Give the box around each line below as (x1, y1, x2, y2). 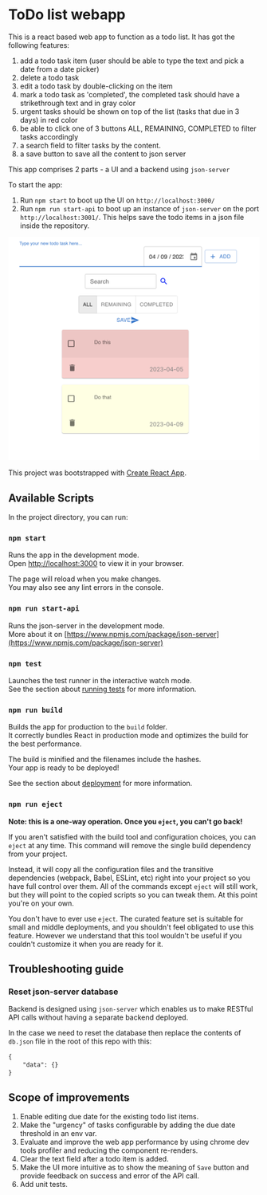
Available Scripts (8, 491, 94, 505)
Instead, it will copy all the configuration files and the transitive (8, 864, 214, 874)
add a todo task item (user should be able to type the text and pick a (19, 56, 245, 65)
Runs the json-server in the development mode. (8, 620, 165, 631)
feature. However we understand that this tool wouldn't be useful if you (8, 930, 242, 940)
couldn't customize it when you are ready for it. (8, 939, 163, 949)
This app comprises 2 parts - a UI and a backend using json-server (8, 164, 230, 174)
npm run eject (8, 800, 63, 809)
